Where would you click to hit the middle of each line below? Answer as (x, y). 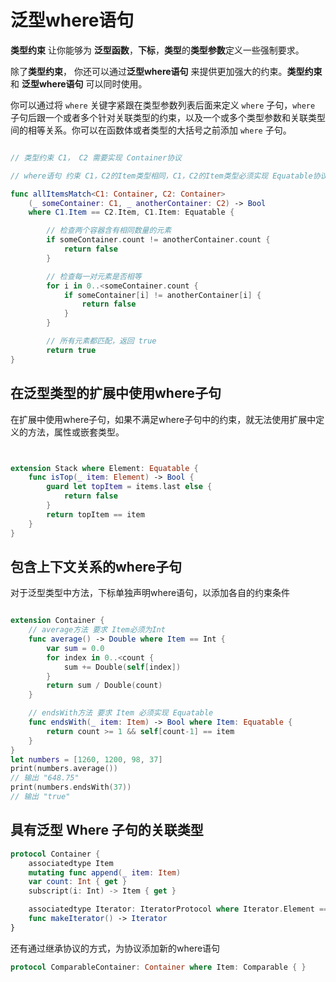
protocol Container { (55, 854)
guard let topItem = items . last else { (129, 487)
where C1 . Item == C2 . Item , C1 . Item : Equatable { (131, 212)
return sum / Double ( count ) (104, 686)
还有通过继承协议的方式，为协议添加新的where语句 (115, 948)
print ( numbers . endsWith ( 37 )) (71, 787)
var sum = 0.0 (75, 648)
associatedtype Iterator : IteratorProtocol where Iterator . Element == (178, 909)
